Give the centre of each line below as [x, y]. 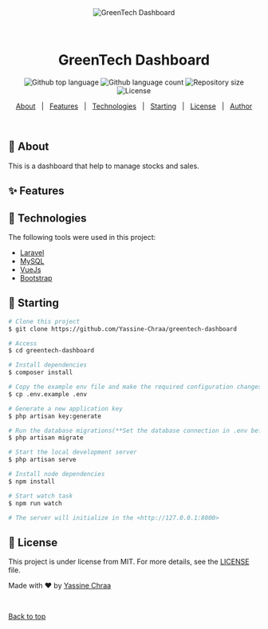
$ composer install [41, 373]
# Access [23, 343]
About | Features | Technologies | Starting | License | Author [134, 106]
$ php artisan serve [43, 460]
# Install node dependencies [57, 474]
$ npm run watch [35, 503]
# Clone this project [44, 321]
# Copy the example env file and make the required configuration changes [135, 387]
